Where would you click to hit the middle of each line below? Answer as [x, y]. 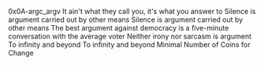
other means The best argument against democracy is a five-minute [119, 28]
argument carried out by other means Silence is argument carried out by [126, 20]
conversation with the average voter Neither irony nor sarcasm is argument [130, 36]
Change [21, 53]
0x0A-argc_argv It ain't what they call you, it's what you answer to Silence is [132, 11]
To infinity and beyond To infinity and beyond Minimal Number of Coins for [129, 45]
